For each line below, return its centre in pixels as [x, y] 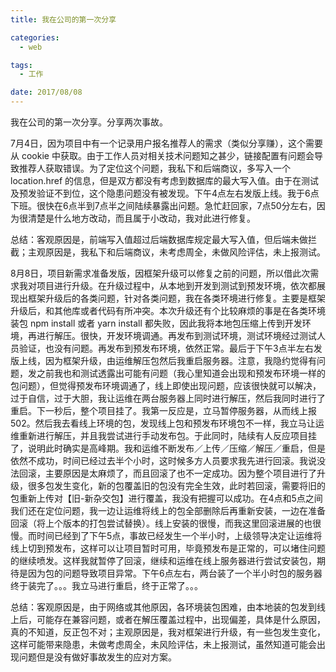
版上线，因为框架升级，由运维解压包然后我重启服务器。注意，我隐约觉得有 [163, 360]
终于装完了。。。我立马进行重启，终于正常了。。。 [106, 585]
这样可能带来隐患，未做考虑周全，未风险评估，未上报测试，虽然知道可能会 [163, 644]
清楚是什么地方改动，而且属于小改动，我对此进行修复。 [141, 218]
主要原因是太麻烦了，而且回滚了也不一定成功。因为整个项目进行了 [180, 473]
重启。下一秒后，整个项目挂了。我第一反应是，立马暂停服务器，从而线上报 [163, 410]
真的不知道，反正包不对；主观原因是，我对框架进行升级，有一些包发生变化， [168, 632]
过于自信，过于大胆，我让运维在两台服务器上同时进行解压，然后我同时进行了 [168, 398]
